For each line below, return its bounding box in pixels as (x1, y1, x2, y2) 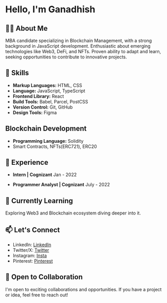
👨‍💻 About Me (5, 24, 48, 33)
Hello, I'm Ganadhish (5, 4, 96, 15)
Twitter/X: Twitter (12, 247, 50, 253)
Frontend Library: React (12, 93, 64, 99)
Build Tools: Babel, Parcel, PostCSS (12, 98, 88, 104)
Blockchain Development (5, 124, 87, 133)
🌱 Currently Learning (5, 196, 73, 205)
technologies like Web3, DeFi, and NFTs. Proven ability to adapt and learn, (5, 49, 161, 54)
